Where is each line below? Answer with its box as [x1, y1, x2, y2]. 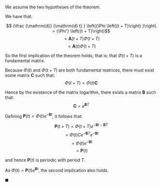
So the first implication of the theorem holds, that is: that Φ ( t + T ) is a [5, 53, 143, 58]
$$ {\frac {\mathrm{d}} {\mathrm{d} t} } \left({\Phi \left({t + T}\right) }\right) [6, 23, 157, 29]
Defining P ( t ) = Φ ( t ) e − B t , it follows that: [5, 112, 83, 119]
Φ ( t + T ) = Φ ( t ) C [64, 80, 98, 85]
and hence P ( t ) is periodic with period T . [5, 157, 86, 163]
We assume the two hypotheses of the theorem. [5, 4, 101, 10]
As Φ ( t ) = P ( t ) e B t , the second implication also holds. [5, 167, 109, 173]
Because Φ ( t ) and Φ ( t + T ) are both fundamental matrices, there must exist [5, 68, 155, 73]
